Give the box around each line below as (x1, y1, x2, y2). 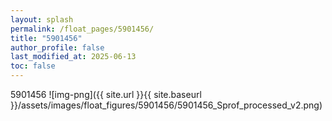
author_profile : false (10, 42, 105, 53)
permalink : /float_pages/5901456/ (10, 24, 155, 34)
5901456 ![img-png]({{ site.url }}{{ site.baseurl (10, 89, 202, 100)
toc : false (10, 61, 56, 71)
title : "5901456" (10, 33, 83, 43)
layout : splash (10, 14, 74, 25)
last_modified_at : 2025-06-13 (10, 52, 137, 62)
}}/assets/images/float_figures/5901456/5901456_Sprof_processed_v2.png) (10, 99, 323, 111)
